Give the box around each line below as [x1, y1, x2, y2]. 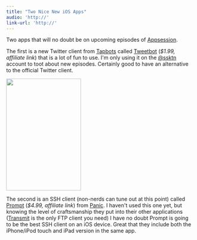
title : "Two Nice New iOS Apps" [6, 8, 87, 15]
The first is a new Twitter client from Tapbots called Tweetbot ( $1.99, [6, 48, 176, 55]
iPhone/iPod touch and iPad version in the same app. [6, 227, 136, 235]
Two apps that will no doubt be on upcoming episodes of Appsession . [6, 36, 178, 44]
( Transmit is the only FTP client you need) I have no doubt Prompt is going [6, 214, 189, 221]
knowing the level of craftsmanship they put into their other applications [6, 208, 183, 216]
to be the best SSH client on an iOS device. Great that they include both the [6, 221, 192, 228]
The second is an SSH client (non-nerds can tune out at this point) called [6, 195, 186, 203]
